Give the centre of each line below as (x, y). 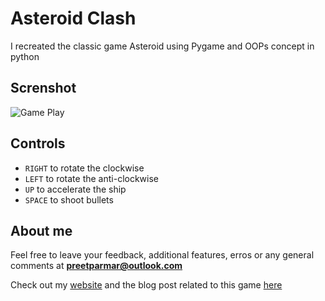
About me (41, 230)
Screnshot (43, 88)
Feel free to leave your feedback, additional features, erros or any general (162, 255)
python (25, 56)
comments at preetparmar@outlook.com (96, 266)
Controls (38, 143)
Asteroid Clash (73, 18)
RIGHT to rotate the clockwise (84, 168)
